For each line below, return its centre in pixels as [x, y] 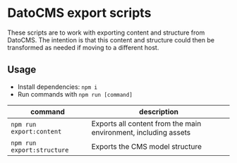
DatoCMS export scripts [79, 13]
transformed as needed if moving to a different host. [83, 47]
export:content [36, 131]
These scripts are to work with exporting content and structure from [106, 32]
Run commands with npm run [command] [75, 94]
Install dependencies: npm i [57, 87]
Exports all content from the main [146, 123]
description [158, 111]
